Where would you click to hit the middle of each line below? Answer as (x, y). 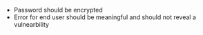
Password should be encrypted (58, 10)
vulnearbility (31, 24)
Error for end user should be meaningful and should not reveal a (105, 17)
